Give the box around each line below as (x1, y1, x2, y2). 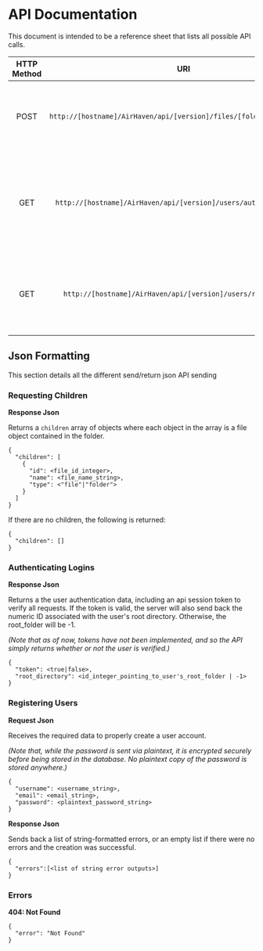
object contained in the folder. (8, 432, 105, 441)
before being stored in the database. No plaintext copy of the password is (8, 754, 247, 763)
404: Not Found (8, 907, 61, 916)
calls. (8, 39, 26, 49)
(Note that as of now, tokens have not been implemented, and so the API (8, 636, 243, 645)
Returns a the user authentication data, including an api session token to (8, 595, 241, 605)
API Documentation (8, 5, 138, 24)
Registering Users (8, 698, 78, 709)
